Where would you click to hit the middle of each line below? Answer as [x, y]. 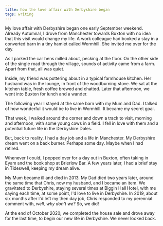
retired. [12, 148]
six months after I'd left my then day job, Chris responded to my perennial [79, 198]
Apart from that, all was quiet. [35, 68]
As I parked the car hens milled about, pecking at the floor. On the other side [82, 58]
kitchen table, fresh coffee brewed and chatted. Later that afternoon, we [77, 89]
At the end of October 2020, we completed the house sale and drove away [80, 213]
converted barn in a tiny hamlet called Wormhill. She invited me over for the [81, 44]
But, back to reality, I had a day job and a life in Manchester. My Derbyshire [80, 138]
